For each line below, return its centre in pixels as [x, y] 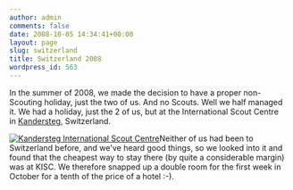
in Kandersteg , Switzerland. [60, 120]
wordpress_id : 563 [43, 68]
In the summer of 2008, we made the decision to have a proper [126, 92]
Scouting [26, 102]
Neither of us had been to [206, 138]
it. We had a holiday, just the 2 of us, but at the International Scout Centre [144, 112]
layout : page [33, 42]
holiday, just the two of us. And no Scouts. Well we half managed [163, 102]
